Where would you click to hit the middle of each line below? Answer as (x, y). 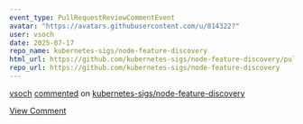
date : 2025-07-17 (42, 43)
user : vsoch (32, 34)
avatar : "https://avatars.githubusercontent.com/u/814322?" (125, 26)
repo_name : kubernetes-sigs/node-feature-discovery (108, 51)
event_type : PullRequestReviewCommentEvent (92, 18)
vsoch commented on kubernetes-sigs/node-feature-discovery (127, 93)
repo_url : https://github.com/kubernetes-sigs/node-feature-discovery (145, 68)
